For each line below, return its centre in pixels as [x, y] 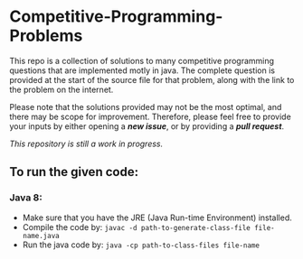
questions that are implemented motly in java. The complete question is [142, 70]
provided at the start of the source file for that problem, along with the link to [152, 79]
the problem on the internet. [62, 89]
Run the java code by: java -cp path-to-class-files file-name [141, 245]
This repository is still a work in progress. [86, 143]
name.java [41, 236]
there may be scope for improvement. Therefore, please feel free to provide [150, 116]
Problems [46, 36]
